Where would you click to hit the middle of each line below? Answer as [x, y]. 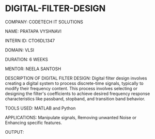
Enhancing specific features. [33, 123]
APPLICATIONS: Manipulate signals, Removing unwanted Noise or [71, 117]
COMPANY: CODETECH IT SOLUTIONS [44, 22]
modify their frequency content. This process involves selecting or [71, 88]
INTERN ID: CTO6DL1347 [30, 40]
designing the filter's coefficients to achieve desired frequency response [77, 93]
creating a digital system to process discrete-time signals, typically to [74, 83]
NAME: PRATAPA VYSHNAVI [33, 31]
